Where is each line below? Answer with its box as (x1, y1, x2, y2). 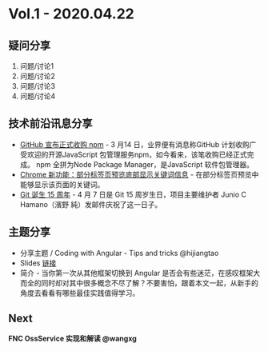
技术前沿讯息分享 (8, 117, 93, 130)
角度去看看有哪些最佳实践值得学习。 (19, 288, 140, 297)
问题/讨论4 (19, 91, 56, 101)
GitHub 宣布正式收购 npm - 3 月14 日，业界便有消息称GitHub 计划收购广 (19, 139, 257, 149)
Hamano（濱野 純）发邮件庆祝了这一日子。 (19, 199, 162, 209)
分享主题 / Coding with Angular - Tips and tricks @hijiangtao (19, 248, 219, 257)
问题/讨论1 (19, 62, 54, 70)
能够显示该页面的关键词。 (19, 179, 105, 189)
